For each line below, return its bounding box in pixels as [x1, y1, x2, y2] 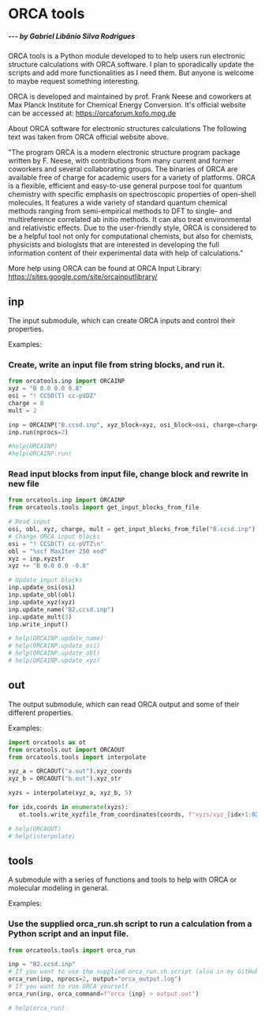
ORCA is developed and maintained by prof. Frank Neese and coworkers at [8, 92, 252, 101]
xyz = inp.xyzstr [8, 555, 65, 563]
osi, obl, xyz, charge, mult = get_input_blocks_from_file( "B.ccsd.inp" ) [8, 525, 256, 533]
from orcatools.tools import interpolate [8, 753, 147, 761]
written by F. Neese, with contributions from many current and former [8, 156, 234, 166]
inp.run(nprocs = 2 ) [8, 428, 69, 436]
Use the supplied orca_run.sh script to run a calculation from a [8, 918, 252, 929]
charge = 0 [8, 399, 44, 407]
